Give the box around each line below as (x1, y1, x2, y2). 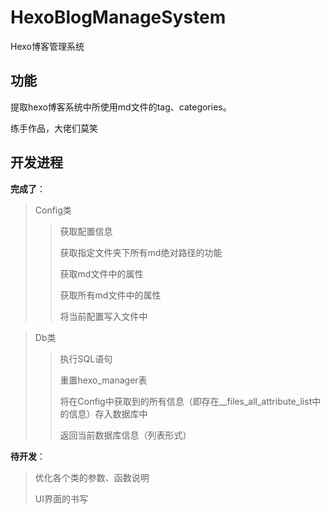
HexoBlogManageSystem (10, 6, 227, 29)
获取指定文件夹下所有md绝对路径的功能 (59, 246, 223, 258)
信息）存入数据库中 (68, 407, 148, 420)
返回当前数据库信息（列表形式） (59, 429, 192, 441)
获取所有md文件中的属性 (59, 289, 162, 301)
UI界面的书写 (34, 492, 88, 505)
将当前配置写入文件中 (59, 310, 148, 322)
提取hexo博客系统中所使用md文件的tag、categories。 (10, 101, 232, 113)
